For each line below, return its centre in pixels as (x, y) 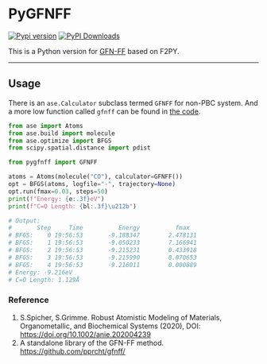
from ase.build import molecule (62, 133)
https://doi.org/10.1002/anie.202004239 (85, 334)
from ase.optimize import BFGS (60, 141)
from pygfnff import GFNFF (53, 163)
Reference (29, 300)
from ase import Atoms (46, 126)
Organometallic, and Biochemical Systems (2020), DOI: (110, 326)
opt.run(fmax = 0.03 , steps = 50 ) (58, 192)
